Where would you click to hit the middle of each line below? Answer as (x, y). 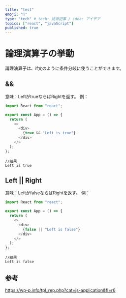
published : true (22, 28)
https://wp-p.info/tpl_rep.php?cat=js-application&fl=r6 (60, 290)
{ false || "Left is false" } (51, 229)
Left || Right (23, 181)
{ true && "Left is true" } (49, 133)
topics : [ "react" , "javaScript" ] (39, 23)
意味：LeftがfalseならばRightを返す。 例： (47, 193)
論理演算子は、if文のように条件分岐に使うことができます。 (64, 68)
